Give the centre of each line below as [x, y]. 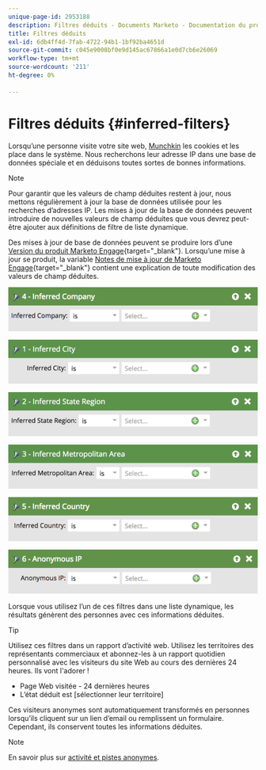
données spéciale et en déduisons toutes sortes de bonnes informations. [127, 162]
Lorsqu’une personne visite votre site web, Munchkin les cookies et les [124, 146]
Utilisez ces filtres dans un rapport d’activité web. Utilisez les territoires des [131, 646]
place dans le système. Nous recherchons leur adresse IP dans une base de [132, 154]
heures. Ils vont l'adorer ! [49, 671]
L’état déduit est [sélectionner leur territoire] [91, 695]
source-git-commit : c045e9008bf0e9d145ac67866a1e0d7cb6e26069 [113, 50]
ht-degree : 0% [32, 75]
